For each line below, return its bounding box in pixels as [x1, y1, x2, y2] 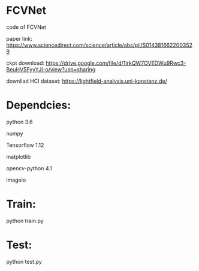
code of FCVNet [6, 23, 47, 31]
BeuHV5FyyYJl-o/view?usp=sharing [6, 65, 96, 73]
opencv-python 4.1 [6, 164, 52, 171]
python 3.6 [6, 118, 33, 125]
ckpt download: [6, 59, 45, 67]
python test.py [6, 258, 42, 265]
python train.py [6, 217, 44, 224]
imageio [6, 176, 26, 183]
